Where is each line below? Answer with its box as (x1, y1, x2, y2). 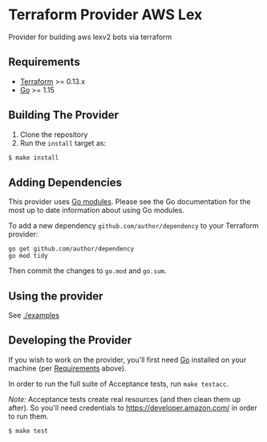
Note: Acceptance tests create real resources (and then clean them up (8, 394, 241, 404)
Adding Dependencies (8, 175, 123, 189)
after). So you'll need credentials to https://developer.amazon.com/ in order (8, 403, 258, 412)
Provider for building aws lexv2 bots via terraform (8, 32, 172, 42)
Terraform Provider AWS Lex (8, 6, 203, 24)
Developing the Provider (8, 334, 132, 348)
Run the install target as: (19, 138, 107, 147)
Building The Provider (8, 108, 119, 122)
